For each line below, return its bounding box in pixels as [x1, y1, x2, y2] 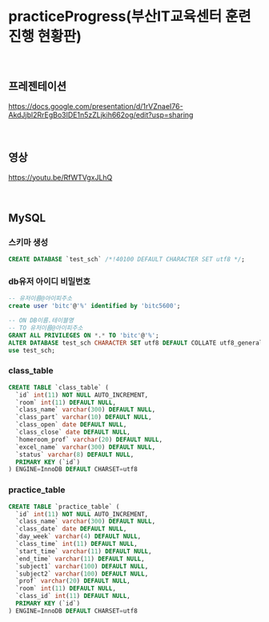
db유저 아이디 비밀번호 [8, 276, 90, 287]
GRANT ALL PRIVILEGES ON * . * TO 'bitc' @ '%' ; [8, 331, 159, 339]
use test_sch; [8, 346, 56, 354]
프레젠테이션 [8, 79, 66, 93]
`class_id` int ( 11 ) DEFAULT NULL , [15, 592, 130, 600]
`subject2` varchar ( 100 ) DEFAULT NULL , [15, 570, 149, 578]
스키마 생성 [8, 236, 49, 248]
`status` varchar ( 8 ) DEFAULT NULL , [15, 450, 134, 458]
